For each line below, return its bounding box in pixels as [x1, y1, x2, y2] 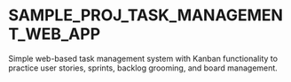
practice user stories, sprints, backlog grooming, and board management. [8, 63, 279, 73]
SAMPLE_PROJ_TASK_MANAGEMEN [8, 5, 283, 26]
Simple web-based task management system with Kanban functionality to [8, 53, 279, 63]
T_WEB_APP [8, 24, 101, 44]
